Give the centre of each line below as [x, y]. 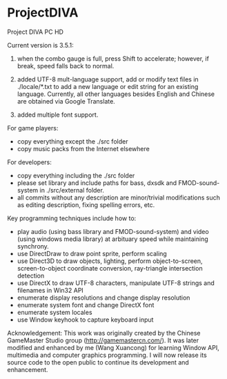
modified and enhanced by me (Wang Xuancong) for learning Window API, [113, 347]
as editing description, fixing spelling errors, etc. [86, 204]
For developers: [29, 162]
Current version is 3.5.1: [40, 45]
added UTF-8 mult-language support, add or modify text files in [108, 79]
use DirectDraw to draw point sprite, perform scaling [92, 253]
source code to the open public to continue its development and [98, 362]
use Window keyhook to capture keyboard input [85, 320]
